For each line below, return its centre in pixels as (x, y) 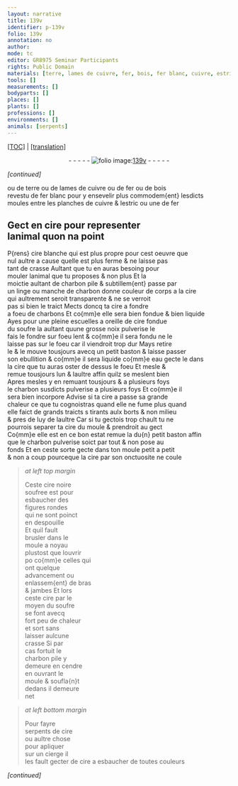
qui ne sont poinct (51, 515)
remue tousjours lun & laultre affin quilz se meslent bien (89, 375)
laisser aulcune (47, 636)
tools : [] (22, 80)
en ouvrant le (44, 674)
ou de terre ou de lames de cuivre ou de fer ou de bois (87, 188)
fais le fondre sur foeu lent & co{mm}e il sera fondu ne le (90, 337)
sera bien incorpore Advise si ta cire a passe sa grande (88, 397)
